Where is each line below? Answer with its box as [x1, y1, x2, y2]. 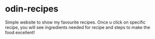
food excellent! [5, 29, 35, 35]
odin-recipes [5, 3, 58, 14]
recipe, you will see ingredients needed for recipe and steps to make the [5, 24, 150, 30]
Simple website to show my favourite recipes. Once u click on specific [5, 19, 146, 25]
